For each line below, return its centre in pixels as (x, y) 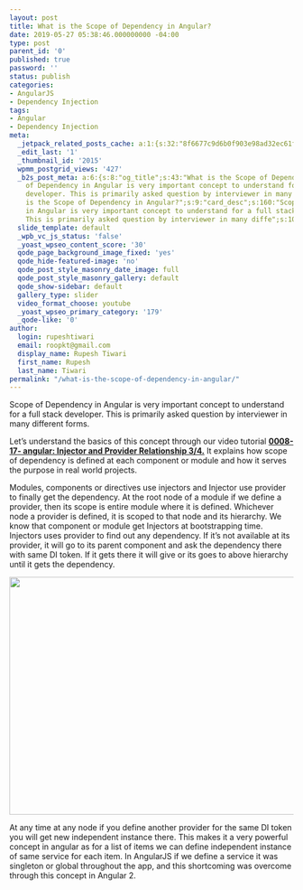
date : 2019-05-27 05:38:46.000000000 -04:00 (94, 34)
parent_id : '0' (38, 52)
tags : (19, 110)
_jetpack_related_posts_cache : (76, 144)
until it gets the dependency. (62, 565)
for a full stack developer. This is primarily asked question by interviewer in (148, 414)
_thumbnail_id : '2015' (60, 160)
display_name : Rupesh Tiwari (72, 353)
